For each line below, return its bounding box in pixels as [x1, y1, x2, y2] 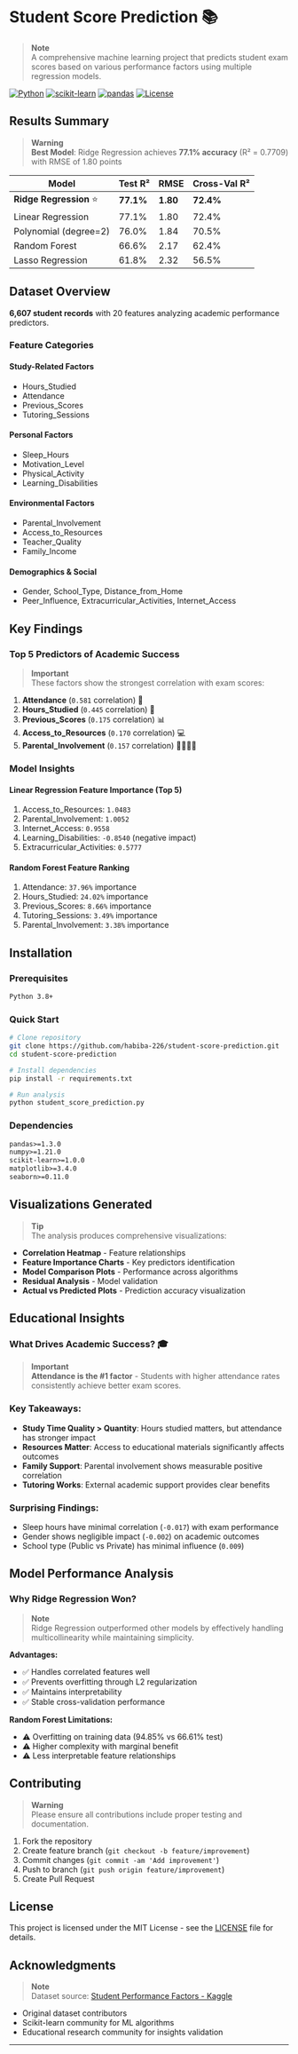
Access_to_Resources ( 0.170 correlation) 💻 [21, 727, 186, 738]
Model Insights [9, 762, 75, 774]
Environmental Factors [9, 498, 95, 509]
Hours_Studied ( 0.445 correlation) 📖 [21, 703, 155, 715]
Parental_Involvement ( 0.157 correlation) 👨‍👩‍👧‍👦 [21, 740, 197, 750]
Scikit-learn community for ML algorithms [21, 2018, 175, 2028]
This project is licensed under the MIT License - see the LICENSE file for [9, 1923, 273, 1933]
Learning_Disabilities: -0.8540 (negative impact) [21, 832, 197, 844]
